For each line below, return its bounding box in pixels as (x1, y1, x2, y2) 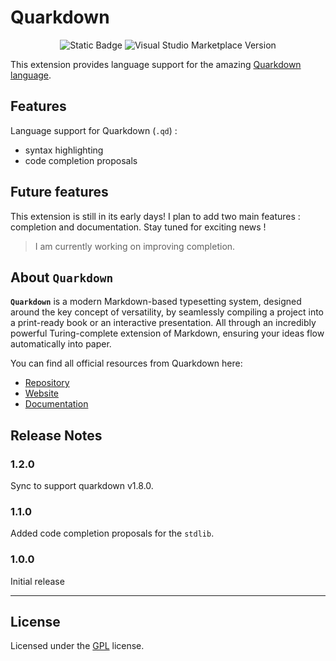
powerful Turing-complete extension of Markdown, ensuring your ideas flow (10, 327, 325, 340)
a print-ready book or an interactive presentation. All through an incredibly (10, 317, 317, 329)
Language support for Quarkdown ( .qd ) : (10, 124, 178, 136)
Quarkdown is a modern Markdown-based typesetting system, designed (10, 296, 302, 308)
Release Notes (10, 427, 103, 444)
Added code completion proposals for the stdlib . (10, 527, 215, 540)
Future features (10, 184, 109, 201)
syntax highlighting (24, 144, 104, 156)
